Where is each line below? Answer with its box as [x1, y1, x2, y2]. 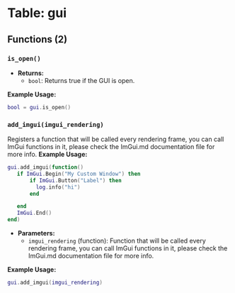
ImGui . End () [16, 209, 52, 217]
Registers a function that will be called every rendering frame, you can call [7, 135, 224, 143]
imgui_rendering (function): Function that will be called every [28, 236, 207, 245]
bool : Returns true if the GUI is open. [28, 76, 135, 84]
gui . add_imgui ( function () [7, 164, 84, 171]
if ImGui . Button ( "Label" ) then [29, 177, 122, 184]
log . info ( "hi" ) [35, 183, 81, 191]
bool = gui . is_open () [7, 104, 71, 111]
